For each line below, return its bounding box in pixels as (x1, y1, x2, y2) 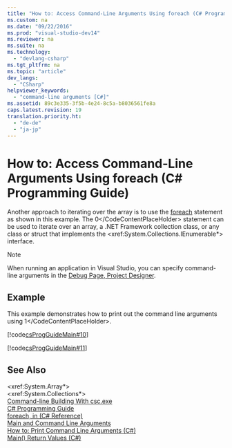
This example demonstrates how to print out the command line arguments (7, 310, 217, 318)
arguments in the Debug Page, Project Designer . (19, 271, 157, 280)
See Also (7, 364, 46, 375)
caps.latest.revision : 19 (7, 106, 81, 113)
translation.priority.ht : (7, 113, 81, 120)
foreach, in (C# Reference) (7, 411, 83, 420)
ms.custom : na (7, 17, 48, 24)
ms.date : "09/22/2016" (7, 23, 72, 30)
